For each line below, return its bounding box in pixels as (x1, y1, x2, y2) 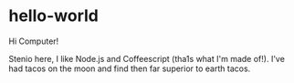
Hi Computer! (8, 36, 59, 47)
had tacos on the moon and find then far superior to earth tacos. (8, 63, 251, 74)
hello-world (8, 5, 100, 26)
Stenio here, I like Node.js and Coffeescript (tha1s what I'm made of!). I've (8, 53, 285, 64)
